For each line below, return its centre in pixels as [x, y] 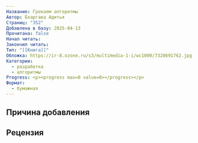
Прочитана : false [28, 34]
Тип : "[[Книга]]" [28, 50]
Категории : [20, 61]
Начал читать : [24, 39]
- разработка [28, 66]
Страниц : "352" [25, 22]
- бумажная [25, 89]
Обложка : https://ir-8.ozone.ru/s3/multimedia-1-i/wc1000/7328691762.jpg [99, 56]
